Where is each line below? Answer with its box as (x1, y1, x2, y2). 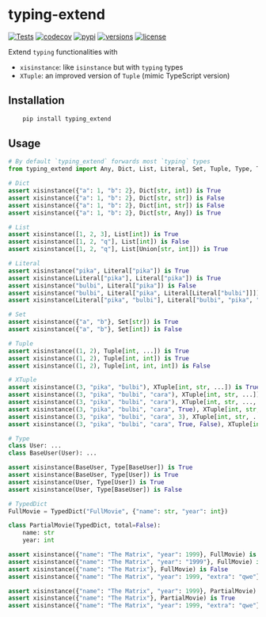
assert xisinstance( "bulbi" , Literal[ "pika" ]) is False (8, 281, 196, 290)
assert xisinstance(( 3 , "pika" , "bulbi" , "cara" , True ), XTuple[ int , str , (8, 406, 260, 413)
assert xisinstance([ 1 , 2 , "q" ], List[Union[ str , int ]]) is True (8, 246, 228, 253)
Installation (8, 93, 65, 108)
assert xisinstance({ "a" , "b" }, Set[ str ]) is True (8, 318, 179, 326)
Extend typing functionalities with (8, 47, 118, 56)
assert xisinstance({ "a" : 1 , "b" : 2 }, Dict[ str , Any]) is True (8, 208, 222, 217)
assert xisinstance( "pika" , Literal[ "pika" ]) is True (8, 267, 190, 275)
